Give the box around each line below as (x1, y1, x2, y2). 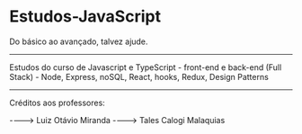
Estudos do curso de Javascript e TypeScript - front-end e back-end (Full (9, 61, 282, 73)
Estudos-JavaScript (9, 6, 162, 27)
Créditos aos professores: (9, 97, 105, 108)
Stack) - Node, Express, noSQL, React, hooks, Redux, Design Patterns (9, 71, 270, 82)
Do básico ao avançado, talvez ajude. (9, 36, 148, 47)
